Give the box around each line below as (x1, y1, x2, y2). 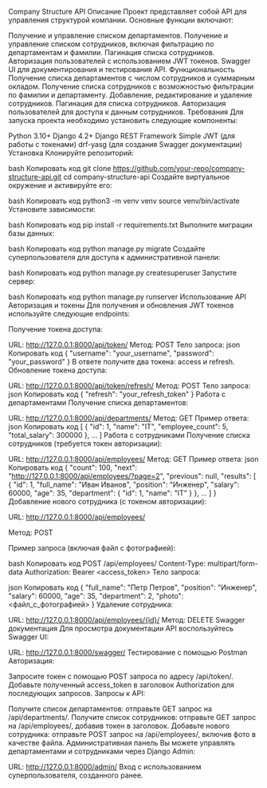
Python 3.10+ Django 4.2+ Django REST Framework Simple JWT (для (8, 131, 235, 141)
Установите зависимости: (8, 205, 96, 214)
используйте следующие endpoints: (8, 309, 130, 318)
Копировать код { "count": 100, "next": (8, 463, 138, 472)
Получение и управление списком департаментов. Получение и (8, 31, 229, 40)
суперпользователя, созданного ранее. (8, 770, 143, 780)
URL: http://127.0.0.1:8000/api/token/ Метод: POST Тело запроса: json (8, 340, 241, 349)
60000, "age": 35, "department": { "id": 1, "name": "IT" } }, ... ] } (8, 488, 217, 498)
